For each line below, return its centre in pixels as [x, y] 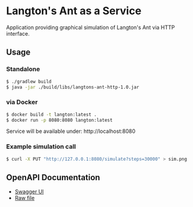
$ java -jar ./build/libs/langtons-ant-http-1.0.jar [73, 87]
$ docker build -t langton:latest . [51, 114]
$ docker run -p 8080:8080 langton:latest [59, 120]
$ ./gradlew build [29, 81]
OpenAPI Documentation [53, 177]
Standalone [23, 69]
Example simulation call [41, 147]
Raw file [25, 198]
